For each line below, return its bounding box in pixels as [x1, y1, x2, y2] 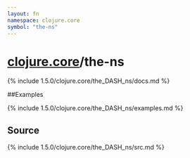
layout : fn [7, 10, 39, 18]
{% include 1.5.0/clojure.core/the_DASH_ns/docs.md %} [7, 77, 170, 85]
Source [7, 124, 40, 136]
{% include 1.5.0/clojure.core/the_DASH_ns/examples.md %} [7, 104, 184, 112]
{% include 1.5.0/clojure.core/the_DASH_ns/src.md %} [7, 143, 165, 152]
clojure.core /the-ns [7, 53, 125, 70]
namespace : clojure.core [7, 17, 80, 24]
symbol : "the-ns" [7, 23, 58, 30]
